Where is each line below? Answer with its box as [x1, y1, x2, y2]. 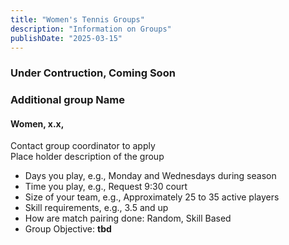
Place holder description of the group [10, 151, 165, 163]
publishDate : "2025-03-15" [10, 33, 123, 43]
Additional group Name [10, 93, 125, 107]
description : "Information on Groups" [10, 24, 172, 34]
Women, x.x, [10, 117, 65, 130]
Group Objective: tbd [24, 223, 112, 235]
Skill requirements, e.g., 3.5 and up [24, 202, 169, 214]
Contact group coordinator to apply [10, 140, 156, 152]
